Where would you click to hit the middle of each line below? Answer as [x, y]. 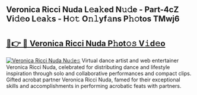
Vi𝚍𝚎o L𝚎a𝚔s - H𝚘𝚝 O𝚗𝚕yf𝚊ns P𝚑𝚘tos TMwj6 [93, 19]
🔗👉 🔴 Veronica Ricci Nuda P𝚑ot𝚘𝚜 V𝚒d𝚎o [86, 43]
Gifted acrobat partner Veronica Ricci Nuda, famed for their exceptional [93, 80]
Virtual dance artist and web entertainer [130, 60]
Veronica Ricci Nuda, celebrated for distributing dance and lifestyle [88, 67]
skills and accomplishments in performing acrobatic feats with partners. [94, 86]
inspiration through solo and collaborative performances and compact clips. [99, 73]
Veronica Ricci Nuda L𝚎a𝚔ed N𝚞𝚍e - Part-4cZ [93, 10]
